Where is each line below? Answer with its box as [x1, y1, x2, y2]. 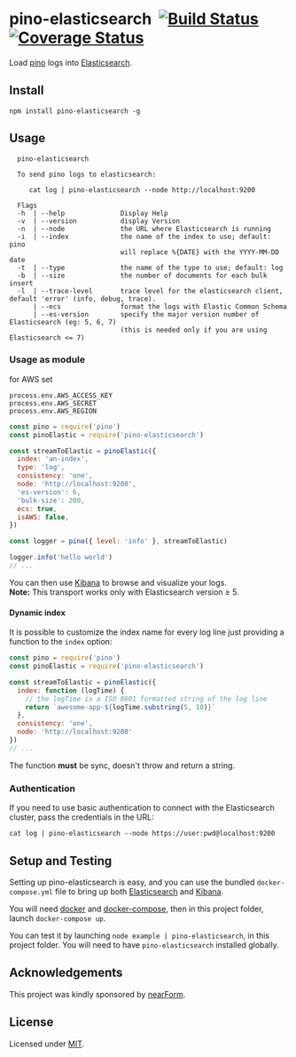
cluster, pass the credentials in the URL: [9, 812, 154, 822]
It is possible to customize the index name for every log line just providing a [9, 627, 285, 637]
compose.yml [9, 887, 53, 897]
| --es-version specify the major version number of [32, 309, 260, 319]
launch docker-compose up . [9, 912, 106, 924]
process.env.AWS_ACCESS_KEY [9, 391, 113, 400]
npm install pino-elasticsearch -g [9, 107, 141, 116]
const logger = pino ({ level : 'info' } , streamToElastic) [9, 537, 228, 546]
